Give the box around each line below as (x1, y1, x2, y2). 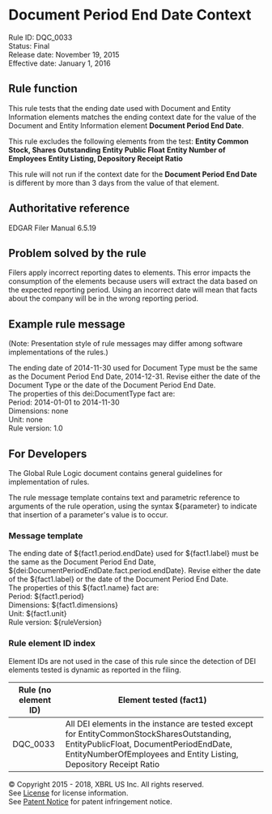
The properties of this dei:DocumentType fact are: (8, 389, 176, 399)
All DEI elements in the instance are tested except (65, 718, 253, 729)
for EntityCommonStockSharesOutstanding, (65, 728, 232, 739)
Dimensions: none (8, 406, 69, 416)
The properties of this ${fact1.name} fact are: (8, 583, 159, 593)
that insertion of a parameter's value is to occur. (8, 510, 168, 520)
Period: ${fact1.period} (8, 592, 85, 602)
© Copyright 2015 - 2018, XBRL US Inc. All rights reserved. (8, 779, 205, 789)
